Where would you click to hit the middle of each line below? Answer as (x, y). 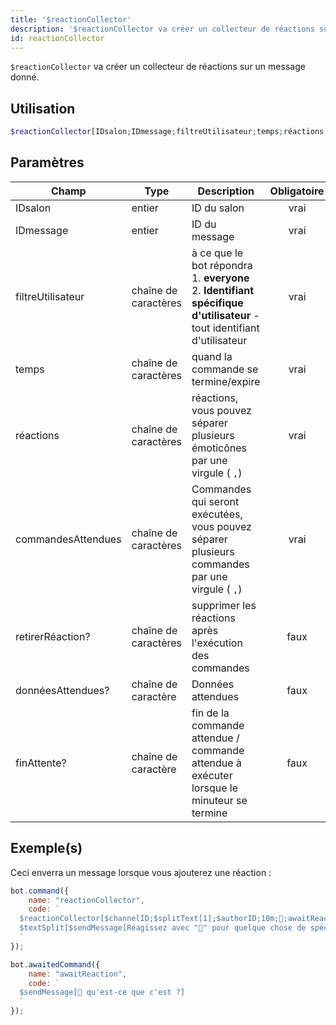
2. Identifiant (223, 290)
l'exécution (217, 643)
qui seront (215, 501)
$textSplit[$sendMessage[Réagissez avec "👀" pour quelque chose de (163, 928)
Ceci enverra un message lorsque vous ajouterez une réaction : (141, 872)
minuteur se (219, 800)
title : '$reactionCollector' (71, 19)
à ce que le (217, 253)
